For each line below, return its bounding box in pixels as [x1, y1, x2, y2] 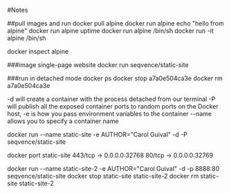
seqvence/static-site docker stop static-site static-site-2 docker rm [7, 172, 199, 180]
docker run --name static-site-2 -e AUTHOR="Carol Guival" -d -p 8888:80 [7, 165, 220, 172]
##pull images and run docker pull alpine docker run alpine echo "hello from [7, 19, 224, 27]
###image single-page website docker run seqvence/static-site [7, 61, 189, 68]
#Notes [7, 6, 28, 14]
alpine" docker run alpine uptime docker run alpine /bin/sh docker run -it [7, 27, 214, 35]
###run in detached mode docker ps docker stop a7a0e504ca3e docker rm [7, 74, 223, 82]
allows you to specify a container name [7, 117, 119, 125]
